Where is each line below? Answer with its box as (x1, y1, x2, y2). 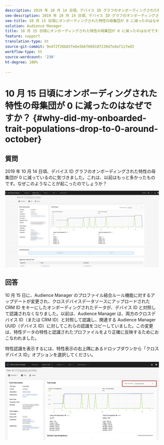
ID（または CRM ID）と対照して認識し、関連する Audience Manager (19, 316, 156, 322)
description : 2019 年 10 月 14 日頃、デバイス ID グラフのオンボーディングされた (5, 8, 158, 13)
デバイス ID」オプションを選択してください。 (5, 351, 96, 358)
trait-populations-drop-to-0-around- (5, 123, 159, 134)
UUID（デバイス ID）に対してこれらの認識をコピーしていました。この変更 (5, 323, 154, 329)
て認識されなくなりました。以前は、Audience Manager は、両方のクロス (5, 311, 152, 316)
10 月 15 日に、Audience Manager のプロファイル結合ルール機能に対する (5, 292, 151, 298)
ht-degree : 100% (5, 59, 38, 65)
